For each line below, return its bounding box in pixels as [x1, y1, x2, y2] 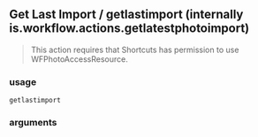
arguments [9, 117, 57, 129]
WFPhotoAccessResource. [30, 53, 128, 65]
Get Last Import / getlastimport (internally [9, 7, 244, 22]
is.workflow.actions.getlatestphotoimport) [9, 21, 250, 36]
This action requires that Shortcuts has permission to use [30, 44, 239, 55]
